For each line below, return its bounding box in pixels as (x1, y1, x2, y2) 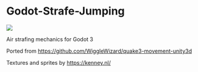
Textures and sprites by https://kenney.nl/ (6, 59, 111, 66)
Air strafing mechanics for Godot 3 (6, 35, 93, 43)
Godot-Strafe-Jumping (6, 4, 125, 18)
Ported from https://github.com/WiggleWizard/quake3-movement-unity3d (6, 47, 193, 54)
